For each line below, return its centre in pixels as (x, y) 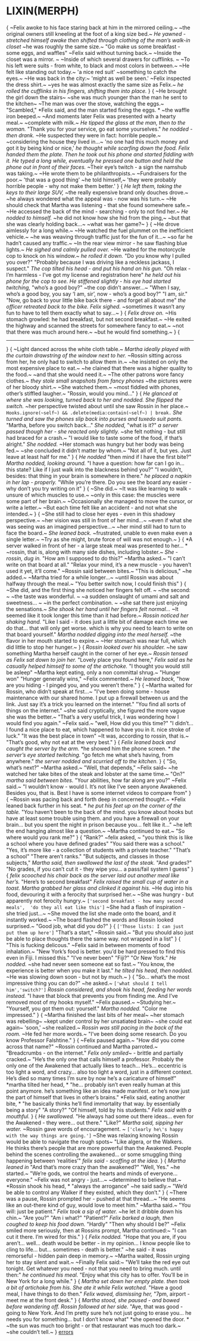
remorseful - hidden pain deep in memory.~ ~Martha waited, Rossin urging (98, 1256)
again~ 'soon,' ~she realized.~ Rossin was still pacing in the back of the (94, 1027)
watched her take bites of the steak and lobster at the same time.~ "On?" (96, 773)
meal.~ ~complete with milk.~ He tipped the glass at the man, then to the (96, 122)
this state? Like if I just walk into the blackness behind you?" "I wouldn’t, (94, 469)
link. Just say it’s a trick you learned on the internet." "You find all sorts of (96, 704)
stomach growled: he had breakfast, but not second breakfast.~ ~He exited (99, 319)
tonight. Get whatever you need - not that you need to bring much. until (93, 1268)
